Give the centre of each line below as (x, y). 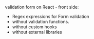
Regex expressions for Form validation (50, 16)
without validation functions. (40, 22)
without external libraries (37, 32)
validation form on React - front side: (42, 7)
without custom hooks (34, 27)
